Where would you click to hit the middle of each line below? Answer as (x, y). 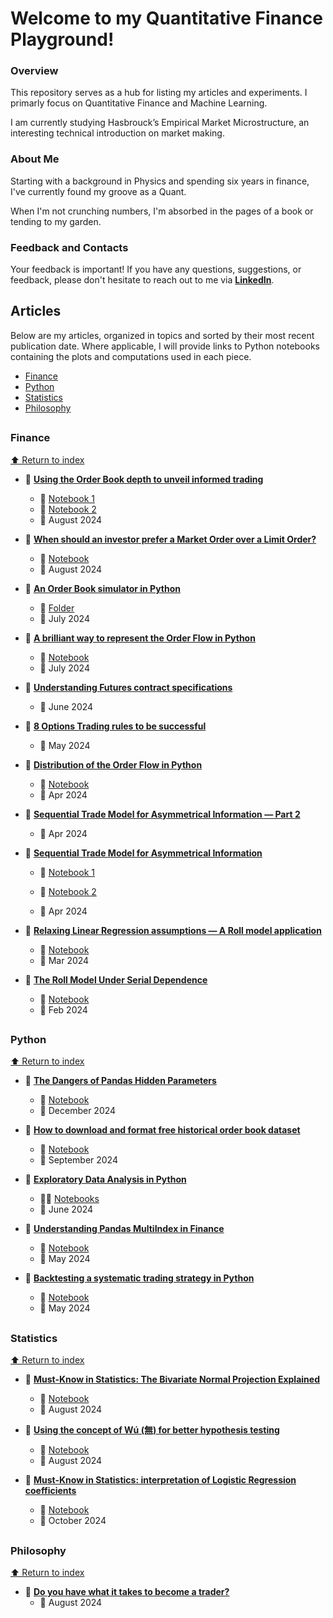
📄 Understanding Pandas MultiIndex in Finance (124, 1229)
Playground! (62, 39)
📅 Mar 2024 (64, 960)
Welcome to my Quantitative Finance (166, 18)
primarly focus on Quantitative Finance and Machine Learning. (139, 103)
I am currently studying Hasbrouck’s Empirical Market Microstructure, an (160, 123)
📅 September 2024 (78, 1160)
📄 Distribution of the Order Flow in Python (113, 764)
